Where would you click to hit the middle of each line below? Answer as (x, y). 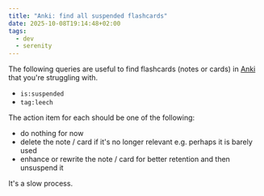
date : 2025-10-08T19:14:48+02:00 (65, 23)
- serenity (34, 46)
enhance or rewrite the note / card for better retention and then (125, 160)
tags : (17, 31)
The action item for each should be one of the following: (102, 117)
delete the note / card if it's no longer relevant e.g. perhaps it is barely (136, 142)
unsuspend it (42, 168)
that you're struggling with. (53, 78)
